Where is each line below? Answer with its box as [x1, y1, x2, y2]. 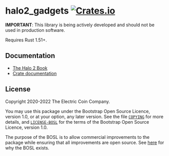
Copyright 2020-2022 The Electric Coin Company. [5, 98, 110, 105]
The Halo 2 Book [12, 65, 48, 71]
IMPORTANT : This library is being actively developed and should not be [5, 22, 155, 28]
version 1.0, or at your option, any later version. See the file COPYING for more [5, 114, 164, 120]
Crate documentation [12, 70, 57, 76]
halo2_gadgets [5, 5, 69, 17]
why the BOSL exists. [5, 144, 49, 151]
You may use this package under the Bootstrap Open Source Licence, [5, 108, 150, 114]
